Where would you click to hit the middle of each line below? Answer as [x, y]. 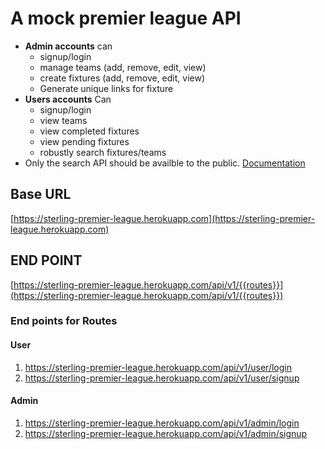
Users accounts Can [68, 99]
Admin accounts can [68, 46]
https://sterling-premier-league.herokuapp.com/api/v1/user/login [158, 367]
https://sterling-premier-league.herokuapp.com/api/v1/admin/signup [166, 433]
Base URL [41, 194]
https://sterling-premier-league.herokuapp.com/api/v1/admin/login [162, 423]
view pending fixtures [84, 141]
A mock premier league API [126, 18]
